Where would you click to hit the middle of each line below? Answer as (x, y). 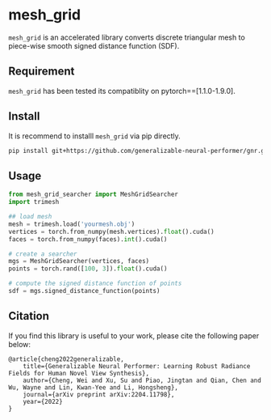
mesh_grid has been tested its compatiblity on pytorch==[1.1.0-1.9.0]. (122, 91)
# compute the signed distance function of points (95, 284)
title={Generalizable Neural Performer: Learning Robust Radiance (137, 366)
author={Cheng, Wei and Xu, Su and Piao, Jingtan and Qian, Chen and (142, 380)
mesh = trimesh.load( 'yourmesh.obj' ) (72, 224)
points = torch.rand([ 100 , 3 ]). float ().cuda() (88, 269)
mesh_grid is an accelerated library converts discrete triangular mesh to (127, 37)
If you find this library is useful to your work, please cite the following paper (134, 335)
